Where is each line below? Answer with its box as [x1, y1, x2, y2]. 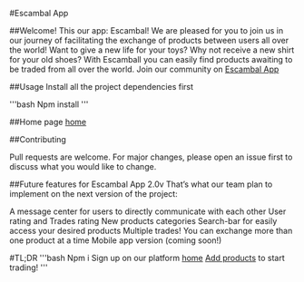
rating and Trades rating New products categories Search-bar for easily [9, 216, 278, 226]
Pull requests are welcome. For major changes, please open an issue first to [9, 151, 293, 162]
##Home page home [9, 117, 87, 127]
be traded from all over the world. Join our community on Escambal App [9, 63, 279, 74]
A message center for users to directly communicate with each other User [9, 206, 287, 217]
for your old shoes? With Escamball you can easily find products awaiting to [9, 54, 293, 64]
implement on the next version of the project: [9, 189, 179, 199]
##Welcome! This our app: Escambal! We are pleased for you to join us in [9, 25, 284, 35]
